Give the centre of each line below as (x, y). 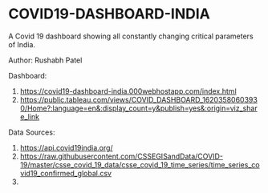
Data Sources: (32, 132)
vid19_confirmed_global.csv (66, 173)
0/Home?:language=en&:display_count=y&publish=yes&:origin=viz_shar (139, 108)
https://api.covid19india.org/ (67, 147)
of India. (22, 44)
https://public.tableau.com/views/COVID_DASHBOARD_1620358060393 (139, 99)
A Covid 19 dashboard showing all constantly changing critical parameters (131, 36)
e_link (30, 116)
